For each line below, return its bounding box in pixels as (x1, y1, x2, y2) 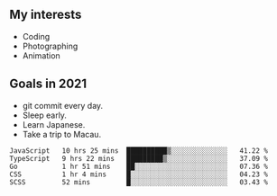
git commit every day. (22, 100, 104, 111)
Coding (22, 31, 51, 41)
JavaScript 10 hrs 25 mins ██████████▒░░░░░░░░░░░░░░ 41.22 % (9, 146, 269, 156)
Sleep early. (22, 110, 68, 120)
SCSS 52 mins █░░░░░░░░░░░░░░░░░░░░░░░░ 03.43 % (9, 177, 269, 187)
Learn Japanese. (22, 119, 86, 129)
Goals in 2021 (9, 76, 88, 92)
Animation (22, 49, 60, 61)
